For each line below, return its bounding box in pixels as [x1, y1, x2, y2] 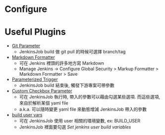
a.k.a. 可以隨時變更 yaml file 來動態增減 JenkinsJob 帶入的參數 [19, 106, 147, 113]
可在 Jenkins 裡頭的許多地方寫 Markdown [19, 60, 105, 66]
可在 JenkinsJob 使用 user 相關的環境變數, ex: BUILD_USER [19, 118, 141, 124]
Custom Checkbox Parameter [11, 88, 72, 94]
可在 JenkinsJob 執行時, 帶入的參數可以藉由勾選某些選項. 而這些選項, [19, 94, 161, 100]
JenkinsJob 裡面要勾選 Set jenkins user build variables [19, 124, 131, 130]
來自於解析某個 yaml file [19, 100, 68, 106]
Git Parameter [11, 43, 41, 49]
